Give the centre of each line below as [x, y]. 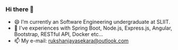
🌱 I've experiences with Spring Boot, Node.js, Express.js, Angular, [93, 28]
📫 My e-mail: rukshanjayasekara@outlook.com [71, 41]
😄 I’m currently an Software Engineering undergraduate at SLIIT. [92, 22]
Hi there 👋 [20, 9]
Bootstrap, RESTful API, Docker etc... [59, 34]
